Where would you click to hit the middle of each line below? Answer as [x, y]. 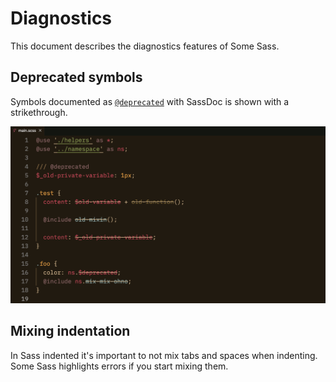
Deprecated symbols [76, 77]
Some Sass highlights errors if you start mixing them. [119, 366]
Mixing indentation [70, 331]
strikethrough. [39, 112]
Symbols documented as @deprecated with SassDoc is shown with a [150, 101]
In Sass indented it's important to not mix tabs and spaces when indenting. [164, 355]
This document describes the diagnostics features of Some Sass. [145, 46]
